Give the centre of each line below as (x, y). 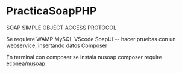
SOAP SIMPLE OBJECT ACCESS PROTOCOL (61, 28)
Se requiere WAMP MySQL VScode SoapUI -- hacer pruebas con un (91, 39)
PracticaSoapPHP (52, 11)
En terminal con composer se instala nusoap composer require (84, 57)
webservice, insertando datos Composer (57, 45)
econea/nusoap (26, 63)
